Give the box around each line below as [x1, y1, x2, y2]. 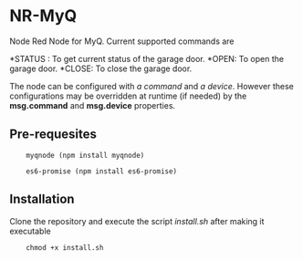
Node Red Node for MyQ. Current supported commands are [9, 36, 235, 47]
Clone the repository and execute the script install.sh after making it [9, 215, 265, 226]
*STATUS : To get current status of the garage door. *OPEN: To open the [9, 53, 285, 64]
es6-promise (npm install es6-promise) [26, 166, 178, 176]
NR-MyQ [9, 5, 78, 26]
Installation [9, 192, 75, 207]
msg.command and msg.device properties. [9, 99, 176, 110]
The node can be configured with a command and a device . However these [9, 80, 294, 91]
